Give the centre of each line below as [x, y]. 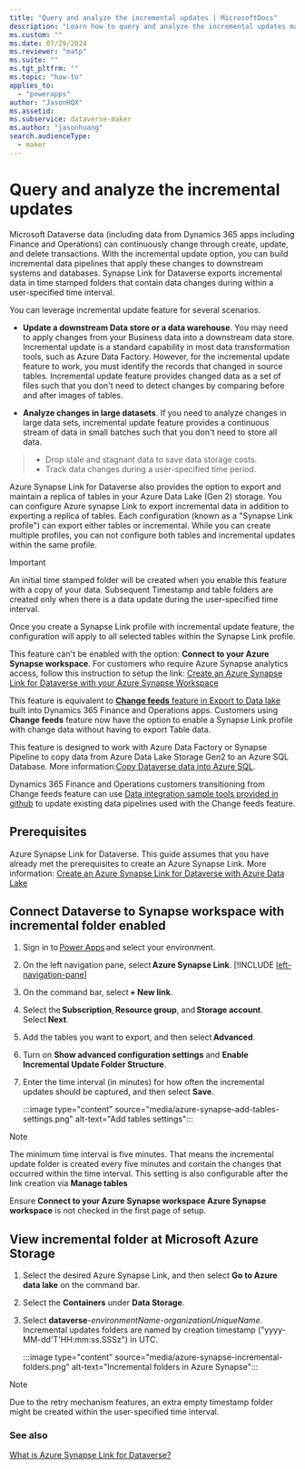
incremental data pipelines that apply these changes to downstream [136, 263]
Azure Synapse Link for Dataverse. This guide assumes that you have [139, 854]
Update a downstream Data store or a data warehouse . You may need [155, 327]
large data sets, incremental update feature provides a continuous [146, 422]
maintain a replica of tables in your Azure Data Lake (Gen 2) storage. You [146, 496]
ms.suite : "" [34, 60]
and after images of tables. [73, 395]
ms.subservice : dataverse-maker [70, 119]
